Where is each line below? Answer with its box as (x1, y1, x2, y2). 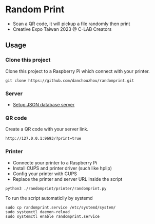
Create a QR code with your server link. (5, 126, 89, 132)
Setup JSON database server (12, 101, 75, 107)
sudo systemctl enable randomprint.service (5, 214, 100, 219)
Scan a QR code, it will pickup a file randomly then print (12, 21, 130, 27)
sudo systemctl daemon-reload (5, 209, 70, 214)
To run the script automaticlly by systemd (5, 195, 93, 201)
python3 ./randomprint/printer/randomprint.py (5, 186, 107, 191)
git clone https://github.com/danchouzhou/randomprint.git (5, 78, 134, 83)
